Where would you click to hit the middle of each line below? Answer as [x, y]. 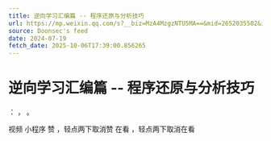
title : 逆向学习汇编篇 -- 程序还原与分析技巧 [77, 16]
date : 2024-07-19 [38, 38]
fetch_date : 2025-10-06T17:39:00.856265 [77, 46]
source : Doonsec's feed [48, 31]
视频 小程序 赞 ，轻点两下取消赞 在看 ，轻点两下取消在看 [102, 129]
